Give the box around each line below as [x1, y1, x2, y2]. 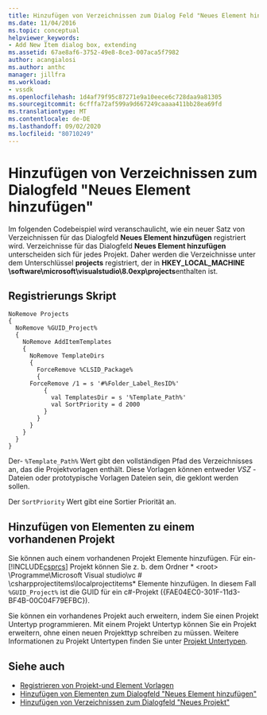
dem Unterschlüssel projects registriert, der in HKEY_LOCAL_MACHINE [8, 257, 245, 267]
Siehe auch [8, 659, 65, 673]
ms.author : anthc [8, 64, 66, 71]
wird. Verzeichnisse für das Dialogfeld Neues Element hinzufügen [8, 241, 226, 250]
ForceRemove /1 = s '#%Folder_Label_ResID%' [29, 380, 180, 388]
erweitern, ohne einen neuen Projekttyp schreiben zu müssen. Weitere [8, 628, 239, 638]
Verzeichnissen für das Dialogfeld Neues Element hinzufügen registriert [8, 232, 246, 242]
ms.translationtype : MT [8, 108, 87, 116]
